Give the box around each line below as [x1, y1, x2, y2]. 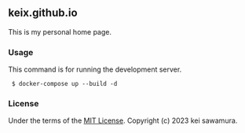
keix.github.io [8, 6, 78, 20]
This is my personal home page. [8, 27, 112, 36]
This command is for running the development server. [8, 65, 182, 74]
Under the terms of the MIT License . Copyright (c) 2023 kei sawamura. [8, 116, 238, 125]
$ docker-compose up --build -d [11, 80, 118, 88]
